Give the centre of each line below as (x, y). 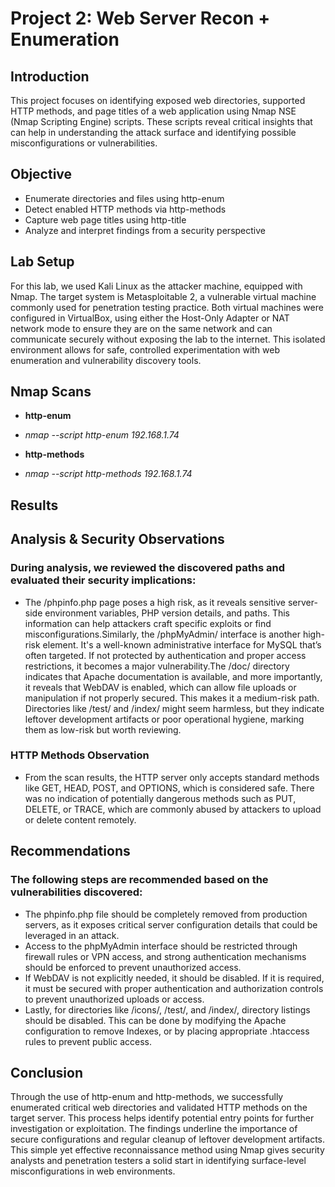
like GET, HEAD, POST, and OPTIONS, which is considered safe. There (169, 788)
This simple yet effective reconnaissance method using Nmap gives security (167, 1150)
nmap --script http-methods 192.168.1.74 (108, 474)
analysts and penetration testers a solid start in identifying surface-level (158, 1161)
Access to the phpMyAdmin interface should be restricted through (161, 946)
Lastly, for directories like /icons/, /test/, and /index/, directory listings (167, 1009)
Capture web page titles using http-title (105, 219)
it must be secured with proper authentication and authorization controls (174, 988)
